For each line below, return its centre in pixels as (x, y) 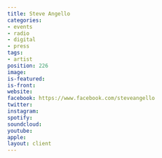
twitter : (20, 105)
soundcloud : (25, 124)
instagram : (23, 111)
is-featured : (26, 79)
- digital (22, 40)
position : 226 (28, 66)
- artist (20, 59)
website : (20, 92)
